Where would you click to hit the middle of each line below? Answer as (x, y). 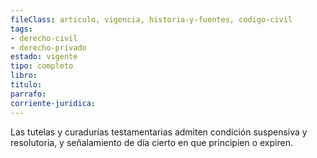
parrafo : (28, 94)
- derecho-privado (48, 47)
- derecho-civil (44, 38)
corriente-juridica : (53, 103)
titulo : (26, 85)
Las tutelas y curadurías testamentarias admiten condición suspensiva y (159, 132)
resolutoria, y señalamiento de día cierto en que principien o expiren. (151, 142)
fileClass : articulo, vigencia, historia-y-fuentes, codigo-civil (151, 19)
